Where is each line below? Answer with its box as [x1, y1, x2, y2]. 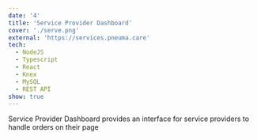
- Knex [15, 70, 37, 78]
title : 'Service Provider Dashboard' [8, 19, 133, 27]
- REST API [15, 85, 51, 93]
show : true [8, 93, 44, 100]
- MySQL [15, 78, 41, 85]
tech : [8, 41, 26, 49]
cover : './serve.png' [8, 26, 80, 34]
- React [15, 63, 41, 71]
